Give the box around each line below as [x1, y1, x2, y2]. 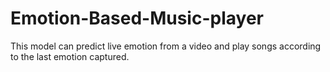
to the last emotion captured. [10, 50, 130, 62]
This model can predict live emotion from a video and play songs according [10, 40, 322, 52]
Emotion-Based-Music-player [10, 7, 264, 30]
